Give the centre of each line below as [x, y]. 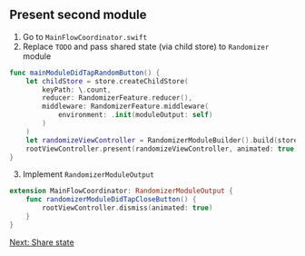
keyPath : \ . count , [77, 90]
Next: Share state [42, 242]
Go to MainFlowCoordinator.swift [85, 36]
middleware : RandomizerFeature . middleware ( [125, 107]
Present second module [78, 15]
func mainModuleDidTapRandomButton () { [85, 73]
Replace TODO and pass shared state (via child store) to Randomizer [146, 46]
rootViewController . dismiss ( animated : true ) [128, 208]
